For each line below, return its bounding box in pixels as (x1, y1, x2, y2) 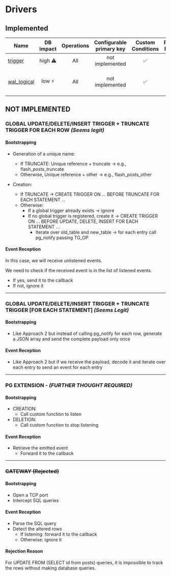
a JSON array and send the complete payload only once (12, 335, 131, 342)
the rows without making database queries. (5, 565, 96, 571)
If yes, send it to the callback (12, 277, 73, 283)
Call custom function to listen (20, 411, 82, 417)
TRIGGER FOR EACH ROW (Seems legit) (5, 126, 104, 134)
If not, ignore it (12, 282, 44, 289)
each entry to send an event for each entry (12, 364, 103, 371)
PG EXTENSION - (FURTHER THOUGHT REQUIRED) (5, 381, 133, 388)
